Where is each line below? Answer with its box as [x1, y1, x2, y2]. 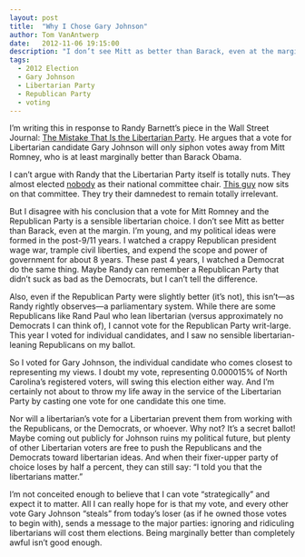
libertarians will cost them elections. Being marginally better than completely [9, 528, 295, 539]
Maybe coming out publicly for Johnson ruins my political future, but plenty [9, 433, 291, 443]
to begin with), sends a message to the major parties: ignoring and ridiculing [9, 518, 295, 529]
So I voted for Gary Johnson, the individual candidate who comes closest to [9, 357, 293, 368]
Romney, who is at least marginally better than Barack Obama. [9, 152, 242, 163]
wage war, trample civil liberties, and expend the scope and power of [9, 244, 268, 255]
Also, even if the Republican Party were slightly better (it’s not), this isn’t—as [9, 292, 295, 303]
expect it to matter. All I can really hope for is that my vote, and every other [9, 499, 289, 510]
